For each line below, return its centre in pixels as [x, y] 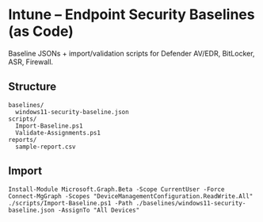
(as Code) [41, 31]
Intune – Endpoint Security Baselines [131, 15]
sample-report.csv [46, 147]
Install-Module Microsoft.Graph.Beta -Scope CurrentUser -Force [116, 189]
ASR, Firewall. [31, 62]
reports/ [23, 140]
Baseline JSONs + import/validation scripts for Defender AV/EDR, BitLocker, [131, 53]
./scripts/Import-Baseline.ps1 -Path [71, 203]
